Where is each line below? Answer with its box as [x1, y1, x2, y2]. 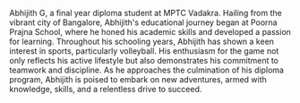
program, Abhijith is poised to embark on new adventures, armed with [9, 74, 267, 84]
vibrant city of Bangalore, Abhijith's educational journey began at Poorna [9, 17, 278, 28]
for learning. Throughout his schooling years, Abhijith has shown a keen [9, 36, 275, 47]
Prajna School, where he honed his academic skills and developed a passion [9, 27, 291, 37]
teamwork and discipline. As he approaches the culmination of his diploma [9, 64, 285, 75]
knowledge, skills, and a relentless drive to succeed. [9, 84, 202, 94]
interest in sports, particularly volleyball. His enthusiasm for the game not [9, 46, 279, 56]
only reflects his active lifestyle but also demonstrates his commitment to [9, 56, 279, 65]
